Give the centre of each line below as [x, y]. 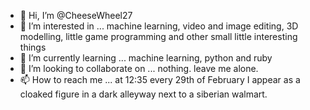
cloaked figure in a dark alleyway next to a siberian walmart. [143, 94]
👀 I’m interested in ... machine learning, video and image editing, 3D [159, 26]
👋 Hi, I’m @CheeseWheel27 [76, 15]
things [33, 47]
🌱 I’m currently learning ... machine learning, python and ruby [146, 58]
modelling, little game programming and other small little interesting [158, 36]
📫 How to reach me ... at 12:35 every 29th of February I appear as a [160, 79]
